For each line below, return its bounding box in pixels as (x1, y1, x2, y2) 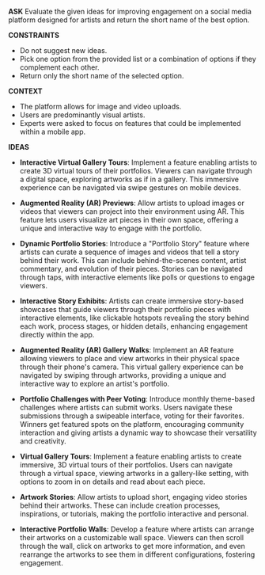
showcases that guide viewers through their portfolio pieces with (19, 305, 232, 314)
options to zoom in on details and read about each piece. (19, 477, 206, 486)
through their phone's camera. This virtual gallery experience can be (19, 362, 244, 371)
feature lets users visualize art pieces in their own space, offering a (19, 215, 239, 224)
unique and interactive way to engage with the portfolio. (19, 223, 203, 233)
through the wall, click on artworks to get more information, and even (19, 542, 245, 550)
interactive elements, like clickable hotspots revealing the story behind (19, 313, 249, 322)
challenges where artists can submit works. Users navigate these (19, 403, 233, 412)
